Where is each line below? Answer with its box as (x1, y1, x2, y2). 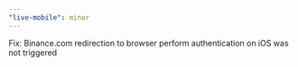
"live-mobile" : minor (8, 13, 90, 22)
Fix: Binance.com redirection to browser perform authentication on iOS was (8, 38, 290, 48)
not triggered (8, 46, 58, 58)
